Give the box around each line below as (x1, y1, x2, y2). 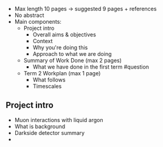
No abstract (14, 12, 44, 19)
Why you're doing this (32, 44, 88, 51)
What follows (32, 76, 66, 83)
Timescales (32, 83, 62, 90)
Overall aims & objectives (32, 31, 97, 38)
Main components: (14, 18, 62, 25)
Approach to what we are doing (32, 50, 112, 57)
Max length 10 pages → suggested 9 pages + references (14, 5, 157, 12)
